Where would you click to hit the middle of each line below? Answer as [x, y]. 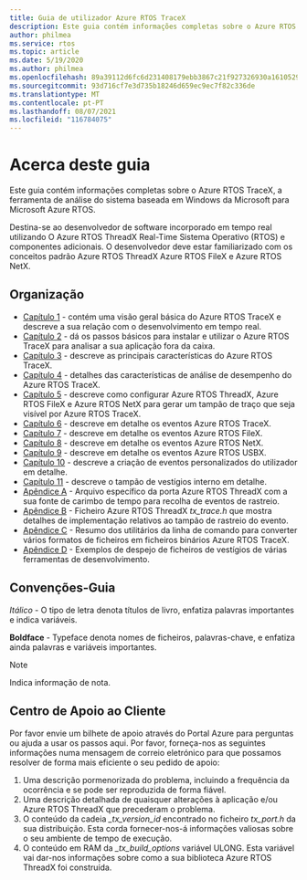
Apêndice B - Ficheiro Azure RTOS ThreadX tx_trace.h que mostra [147, 510]
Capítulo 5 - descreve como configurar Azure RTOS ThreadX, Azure [150, 394]
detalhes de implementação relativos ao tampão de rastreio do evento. [156, 520]
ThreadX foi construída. [67, 867]
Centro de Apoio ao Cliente [88, 712]
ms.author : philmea [47, 69]
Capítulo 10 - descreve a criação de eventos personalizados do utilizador [160, 462]
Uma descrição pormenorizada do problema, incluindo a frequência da [156, 780]
